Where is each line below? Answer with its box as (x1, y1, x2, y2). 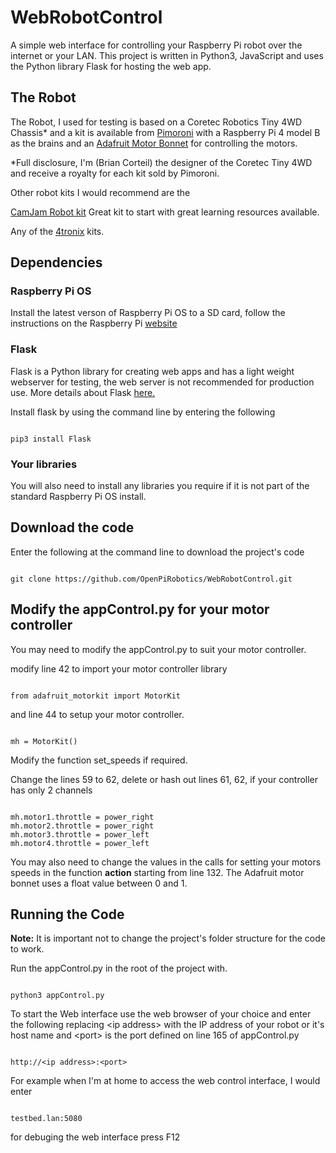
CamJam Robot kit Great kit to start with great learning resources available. (10, 206, 320, 218)
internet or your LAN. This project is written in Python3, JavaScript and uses (10, 49, 324, 61)
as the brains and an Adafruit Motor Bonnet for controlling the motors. (10, 137, 298, 149)
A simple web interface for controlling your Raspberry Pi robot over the (10, 39, 303, 51)
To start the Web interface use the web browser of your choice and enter (10, 1008, 312, 1020)
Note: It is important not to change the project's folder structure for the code (10, 932, 326, 945)
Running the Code (10, 906, 125, 923)
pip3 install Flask (10, 434, 92, 444)
